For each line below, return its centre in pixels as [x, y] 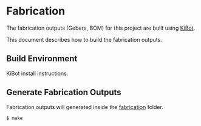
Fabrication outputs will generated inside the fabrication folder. [85, 107]
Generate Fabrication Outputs [64, 92]
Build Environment [42, 59]
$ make [15, 118]
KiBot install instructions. [37, 73]
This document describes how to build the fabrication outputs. [84, 39]
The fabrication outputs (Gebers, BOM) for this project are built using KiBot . [101, 28]
